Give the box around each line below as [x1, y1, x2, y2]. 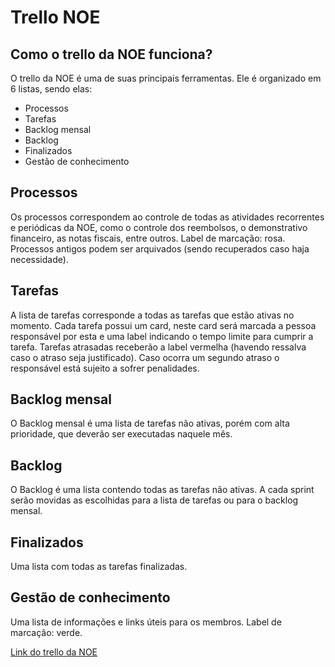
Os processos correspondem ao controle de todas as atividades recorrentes [10, 211, 325, 223]
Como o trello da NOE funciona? [10, 46, 213, 63]
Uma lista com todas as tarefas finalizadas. [10, 561, 188, 573]
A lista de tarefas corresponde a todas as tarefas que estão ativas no [10, 309, 295, 321]
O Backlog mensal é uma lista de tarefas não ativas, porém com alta [10, 417, 290, 430]
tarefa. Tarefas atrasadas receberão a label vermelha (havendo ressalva [10, 341, 307, 353]
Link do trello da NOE [10, 646, 98, 658]
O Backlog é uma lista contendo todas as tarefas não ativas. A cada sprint [10, 484, 315, 496]
